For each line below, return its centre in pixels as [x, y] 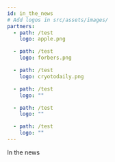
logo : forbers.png [46, 58]
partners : [21, 26]
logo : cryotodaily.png [52, 76]
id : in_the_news [30, 13]
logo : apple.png [43, 39]
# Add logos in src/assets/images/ [58, 20]
